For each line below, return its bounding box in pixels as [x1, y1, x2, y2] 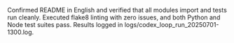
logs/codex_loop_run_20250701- [124, 21, 219, 28]
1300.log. [7, 28, 34, 36]
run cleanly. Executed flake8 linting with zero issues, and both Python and [7, 13, 221, 21]
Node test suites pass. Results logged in [7, 21, 123, 28]
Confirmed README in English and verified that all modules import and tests [7, 6, 228, 14]
